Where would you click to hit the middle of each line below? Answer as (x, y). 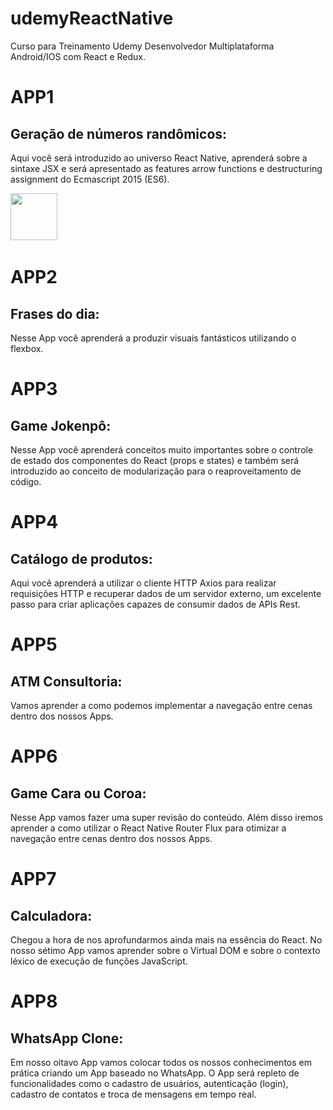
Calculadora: (51, 915)
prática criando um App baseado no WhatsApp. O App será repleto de (155, 1073)
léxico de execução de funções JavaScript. (99, 961)
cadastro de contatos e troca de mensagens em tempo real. (133, 1094)
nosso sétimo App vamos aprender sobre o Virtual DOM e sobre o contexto (165, 950)
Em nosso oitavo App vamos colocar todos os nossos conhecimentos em (161, 1062)
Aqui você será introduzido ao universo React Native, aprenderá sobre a (159, 158)
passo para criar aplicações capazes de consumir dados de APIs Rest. (155, 604)
